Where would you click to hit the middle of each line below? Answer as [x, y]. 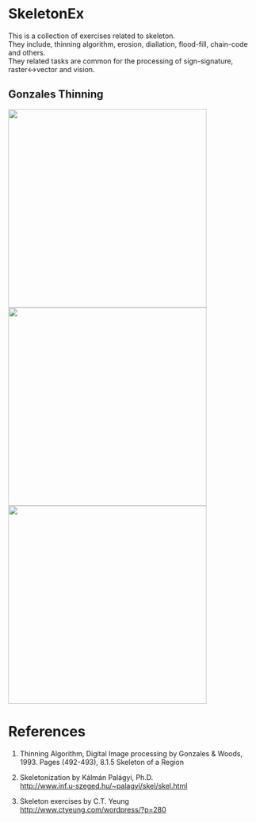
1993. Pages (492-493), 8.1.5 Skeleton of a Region [102, 762]
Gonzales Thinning [56, 95]
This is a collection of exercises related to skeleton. [92, 36]
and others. [27, 52]
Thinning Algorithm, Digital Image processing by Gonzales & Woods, [131, 753]
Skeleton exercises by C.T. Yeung [74, 801]
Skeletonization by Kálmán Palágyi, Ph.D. [86, 777]
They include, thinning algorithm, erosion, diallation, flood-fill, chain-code [128, 44]
